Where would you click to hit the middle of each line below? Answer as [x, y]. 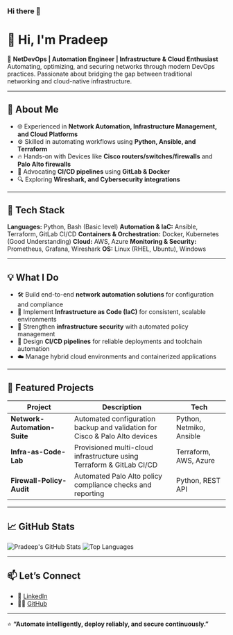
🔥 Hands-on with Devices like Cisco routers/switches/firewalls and [115, 156]
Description [122, 407]
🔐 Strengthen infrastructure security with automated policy [103, 327]
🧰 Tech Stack [36, 210]
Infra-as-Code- [38, 452]
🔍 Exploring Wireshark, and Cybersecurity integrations [98, 179]
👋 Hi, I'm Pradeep [58, 40]
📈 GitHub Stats [41, 526]
